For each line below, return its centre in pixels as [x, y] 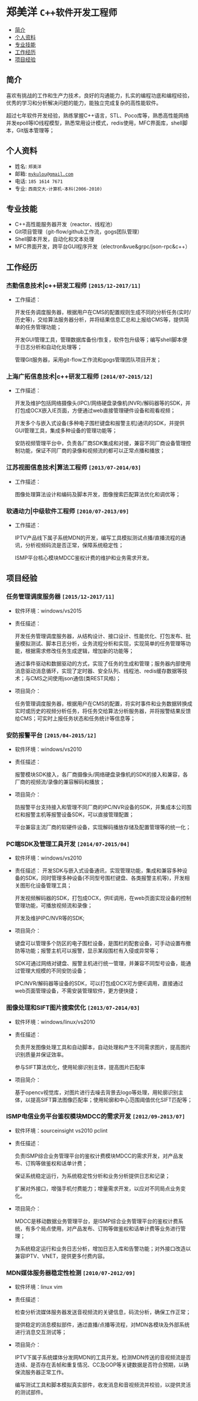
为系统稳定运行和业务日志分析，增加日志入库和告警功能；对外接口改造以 [103, 1248]
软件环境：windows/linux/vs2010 [55, 1022]
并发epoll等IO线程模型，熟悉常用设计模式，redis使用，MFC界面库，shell [94, 123]
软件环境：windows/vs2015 [48, 611]
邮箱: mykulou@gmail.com [44, 173]
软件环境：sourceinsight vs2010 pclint [61, 1130]
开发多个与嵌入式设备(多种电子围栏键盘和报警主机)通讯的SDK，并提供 [100, 423]
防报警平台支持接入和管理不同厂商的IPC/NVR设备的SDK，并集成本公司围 [103, 807]
